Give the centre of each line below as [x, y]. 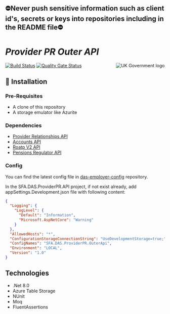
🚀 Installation [26, 82]
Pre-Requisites [24, 96]
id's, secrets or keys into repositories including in [85, 19]
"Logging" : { [24, 206]
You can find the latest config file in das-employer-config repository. [77, 176]
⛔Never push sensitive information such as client [85, 8]
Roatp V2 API [26, 147]
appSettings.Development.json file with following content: [65, 192]
